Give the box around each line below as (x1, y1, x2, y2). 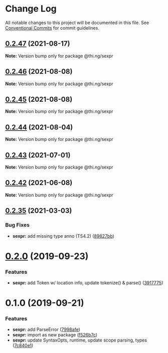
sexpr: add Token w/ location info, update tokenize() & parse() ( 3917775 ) (12, 279, 163, 286)
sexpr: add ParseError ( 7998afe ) (12, 326, 80, 332)
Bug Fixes (5, 222, 30, 229)
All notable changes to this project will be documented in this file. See (5, 20, 149, 26)
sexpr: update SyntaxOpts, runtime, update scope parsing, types (12, 337, 147, 343)
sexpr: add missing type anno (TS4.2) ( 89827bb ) (12, 233, 114, 239)
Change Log (5, 3, 57, 15)
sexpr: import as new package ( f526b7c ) (12, 332, 98, 338)
